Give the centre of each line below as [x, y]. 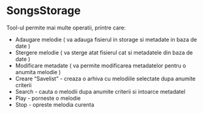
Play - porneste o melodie [48, 98]
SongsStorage [44, 11]
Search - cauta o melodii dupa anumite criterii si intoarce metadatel [100, 91]
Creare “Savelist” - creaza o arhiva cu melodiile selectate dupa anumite [105, 78]
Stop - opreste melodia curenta [55, 104]
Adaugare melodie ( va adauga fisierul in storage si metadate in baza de [106, 39]
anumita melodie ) [38, 72]
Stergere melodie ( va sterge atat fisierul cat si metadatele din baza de [104, 52]
